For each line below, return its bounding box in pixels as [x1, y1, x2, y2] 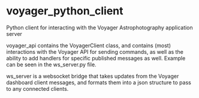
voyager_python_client [6, 4, 124, 18]
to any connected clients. [6, 85, 69, 92]
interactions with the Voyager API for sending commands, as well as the [6, 48, 184, 55]
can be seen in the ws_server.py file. [6, 61, 97, 68]
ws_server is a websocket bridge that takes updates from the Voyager [6, 72, 179, 79]
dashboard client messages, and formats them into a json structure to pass [6, 79, 192, 86]
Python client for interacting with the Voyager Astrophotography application [6, 24, 193, 31]
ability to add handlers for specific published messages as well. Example [6, 54, 186, 62]
